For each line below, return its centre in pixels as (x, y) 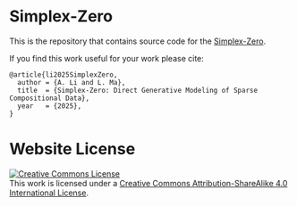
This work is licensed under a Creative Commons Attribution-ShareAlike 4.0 (148, 183)
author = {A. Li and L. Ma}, (72, 82)
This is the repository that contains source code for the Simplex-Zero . (138, 41)
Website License (72, 149)
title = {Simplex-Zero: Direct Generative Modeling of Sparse (137, 90)
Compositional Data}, (50, 98)
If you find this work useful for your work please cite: (106, 58)
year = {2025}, (50, 106)
